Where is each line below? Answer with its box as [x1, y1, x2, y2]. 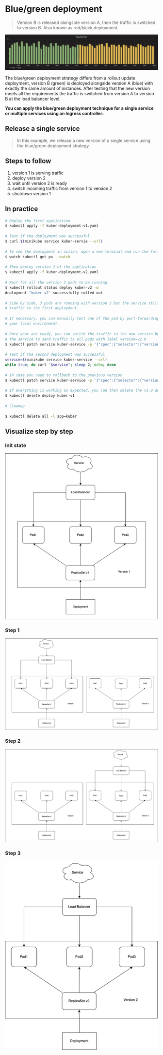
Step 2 [5, 738, 21, 745]
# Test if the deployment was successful [5, 234, 90, 239]
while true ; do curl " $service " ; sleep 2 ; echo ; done [5, 363, 116, 367]
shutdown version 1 [12, 190, 51, 196]
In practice [5, 205, 38, 213]
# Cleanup [5, 404, 25, 408]
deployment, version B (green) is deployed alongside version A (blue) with [5, 81, 153, 86]
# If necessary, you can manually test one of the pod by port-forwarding [5, 316, 160, 321]
